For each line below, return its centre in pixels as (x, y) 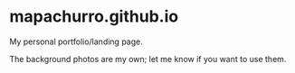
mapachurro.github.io (94, 17)
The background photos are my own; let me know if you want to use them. (148, 59)
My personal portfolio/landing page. (76, 41)
